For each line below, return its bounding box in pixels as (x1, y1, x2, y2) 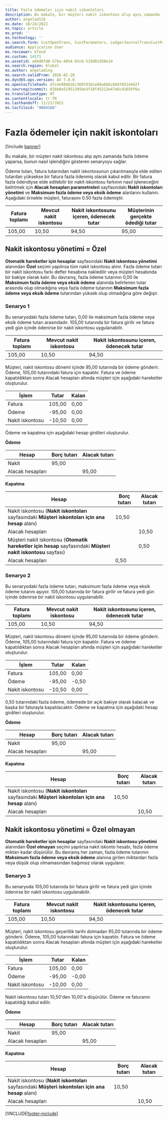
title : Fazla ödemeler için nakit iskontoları (5, 7, 104, 13)
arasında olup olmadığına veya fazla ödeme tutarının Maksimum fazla (5, 284, 149, 291)
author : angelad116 (5, 17, 46, 22)
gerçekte (129, 213, 152, 220)
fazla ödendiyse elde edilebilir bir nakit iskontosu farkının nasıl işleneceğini (5, 179, 159, 185)
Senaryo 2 (5, 572, 31, 579)
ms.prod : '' (5, 31, 30, 36)
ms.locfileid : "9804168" (5, 105, 57, 110)
